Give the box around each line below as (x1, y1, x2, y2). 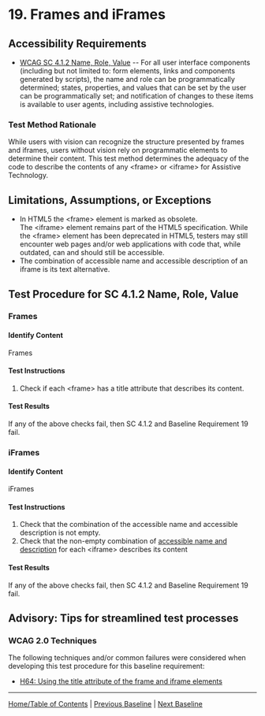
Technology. (8, 171, 49, 180)
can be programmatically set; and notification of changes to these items (19, 91, 254, 100)
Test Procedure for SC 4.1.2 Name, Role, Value (8, 288, 239, 301)
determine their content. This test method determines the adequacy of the (8, 154, 249, 163)
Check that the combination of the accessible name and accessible (19, 520, 238, 529)
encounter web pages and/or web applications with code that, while (19, 239, 241, 249)
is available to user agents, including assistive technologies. (19, 100, 215, 109)
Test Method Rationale (8, 119, 97, 130)
